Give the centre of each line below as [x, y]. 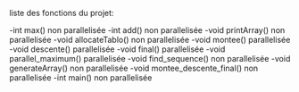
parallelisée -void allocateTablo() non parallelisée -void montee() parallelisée [150, 40]
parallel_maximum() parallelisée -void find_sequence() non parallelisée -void [150, 59]
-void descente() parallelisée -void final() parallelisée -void [117, 49]
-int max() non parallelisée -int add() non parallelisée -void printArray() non [147, 30]
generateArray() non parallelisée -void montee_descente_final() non [134, 68]
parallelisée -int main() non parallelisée [81, 78]
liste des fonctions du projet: [62, 13]
